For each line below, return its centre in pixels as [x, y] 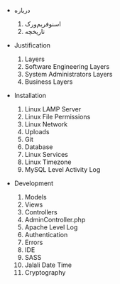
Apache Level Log [51, 227]
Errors [34, 242]
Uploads [37, 132]
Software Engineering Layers [67, 66]
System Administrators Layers [69, 74]
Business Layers [49, 82]
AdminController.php [55, 220]
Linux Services [47, 154]
